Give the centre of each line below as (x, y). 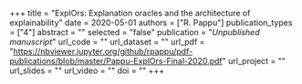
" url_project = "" (254, 61)
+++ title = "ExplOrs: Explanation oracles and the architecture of (130, 13)
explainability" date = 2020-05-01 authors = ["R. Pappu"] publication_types (151, 23)
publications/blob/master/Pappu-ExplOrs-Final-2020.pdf (116, 61)
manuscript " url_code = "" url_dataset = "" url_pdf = (107, 42)
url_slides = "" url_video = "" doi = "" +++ (87, 70)
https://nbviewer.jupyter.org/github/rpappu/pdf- (103, 51)
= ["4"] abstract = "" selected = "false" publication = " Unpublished (135, 32)
